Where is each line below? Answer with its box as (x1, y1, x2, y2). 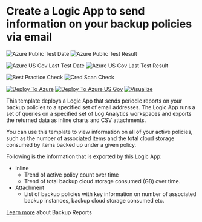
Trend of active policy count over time (24, 171, 119, 178)
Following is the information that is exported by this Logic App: (6, 153, 162, 160)
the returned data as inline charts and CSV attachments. (6, 116, 146, 124)
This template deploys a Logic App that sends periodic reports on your (6, 97, 183, 104)
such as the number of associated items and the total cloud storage (6, 135, 175, 142)
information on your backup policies (6, 17, 192, 31)
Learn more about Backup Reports (6, 208, 92, 216)
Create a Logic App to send (6, 4, 145, 18)
